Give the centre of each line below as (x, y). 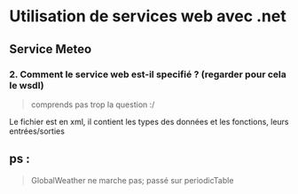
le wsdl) (27, 85)
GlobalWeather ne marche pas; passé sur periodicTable (132, 180)
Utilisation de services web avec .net (148, 16)
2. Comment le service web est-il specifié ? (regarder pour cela (148, 74)
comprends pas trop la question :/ (93, 105)
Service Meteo (51, 49)
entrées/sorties (37, 131)
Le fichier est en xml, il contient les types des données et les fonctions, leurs (149, 121)
